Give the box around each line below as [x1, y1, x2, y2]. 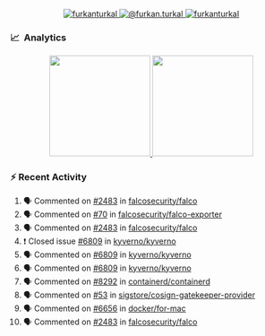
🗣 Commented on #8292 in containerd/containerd [22, 276, 211, 287]
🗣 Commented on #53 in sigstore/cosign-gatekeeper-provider [22, 289, 256, 300]
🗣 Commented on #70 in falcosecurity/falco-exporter [22, 209, 223, 220]
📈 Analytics [10, 31, 67, 44]
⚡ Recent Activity [10, 171, 88, 184]
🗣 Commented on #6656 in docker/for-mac [22, 303, 186, 314]
